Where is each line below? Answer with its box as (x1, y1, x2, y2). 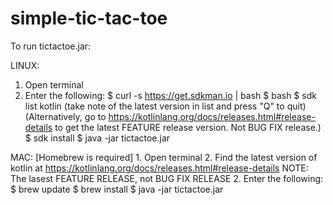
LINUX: (10, 59, 40, 71)
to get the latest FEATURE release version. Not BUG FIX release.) (54, 121, 322, 133)
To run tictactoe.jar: (10, 40, 92, 52)
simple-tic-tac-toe (10, 7, 168, 30)
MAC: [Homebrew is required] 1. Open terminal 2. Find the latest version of (10, 151, 318, 163)
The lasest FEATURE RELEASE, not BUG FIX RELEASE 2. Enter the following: (10, 172, 324, 184)
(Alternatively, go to (24, 110, 107, 122)
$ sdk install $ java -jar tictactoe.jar (24, 132, 171, 144)
